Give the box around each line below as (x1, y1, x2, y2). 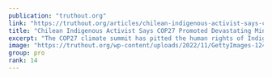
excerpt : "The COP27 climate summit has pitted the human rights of (8, 34, 244, 43)
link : (8, 19, 27, 27)
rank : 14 (8, 57, 38, 65)
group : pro (8, 49, 45, 57)
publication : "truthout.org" (8, 11, 107, 20)
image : (8, 42, 31, 50)
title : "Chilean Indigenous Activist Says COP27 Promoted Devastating (8, 26, 252, 34)
